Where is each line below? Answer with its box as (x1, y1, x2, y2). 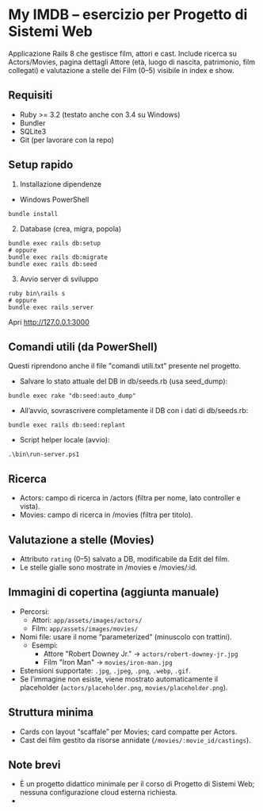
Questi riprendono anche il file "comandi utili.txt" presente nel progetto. (8, 361, 242, 371)
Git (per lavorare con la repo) (19, 135, 115, 145)
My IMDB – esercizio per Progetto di (8, 6, 248, 24)
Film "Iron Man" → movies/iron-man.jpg (43, 657, 173, 666)
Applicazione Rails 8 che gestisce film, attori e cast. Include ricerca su (8, 48, 238, 58)
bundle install (8, 210, 59, 218)
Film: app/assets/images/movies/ (31, 624, 139, 633)
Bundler (19, 118, 46, 128)
